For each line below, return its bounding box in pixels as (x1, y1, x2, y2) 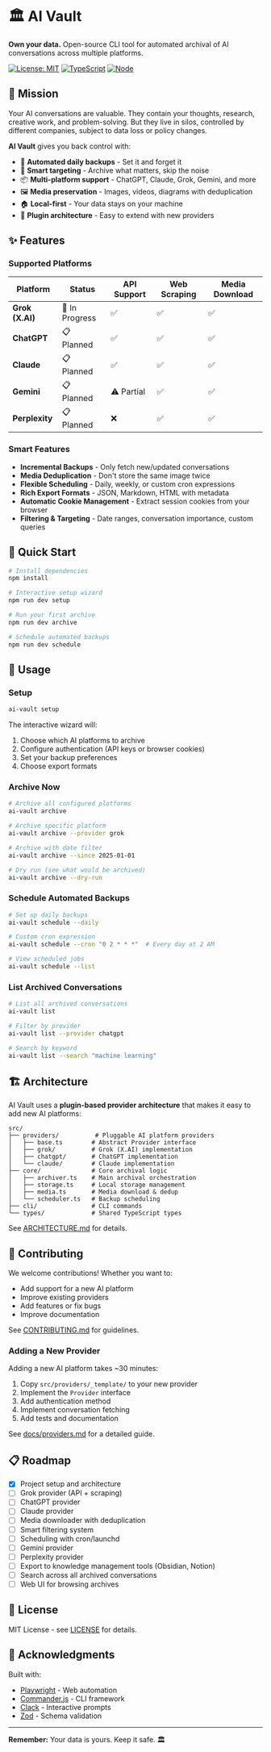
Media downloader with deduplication (19, 1516, 146, 1525)
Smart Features (8, 444, 70, 455)
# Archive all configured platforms (8, 800, 131, 808)
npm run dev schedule (8, 640, 81, 649)
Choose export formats (19, 761, 98, 771)
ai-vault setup (8, 705, 60, 713)
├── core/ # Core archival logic (8, 1167, 168, 1175)
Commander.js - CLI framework (19, 1693, 125, 1704)
